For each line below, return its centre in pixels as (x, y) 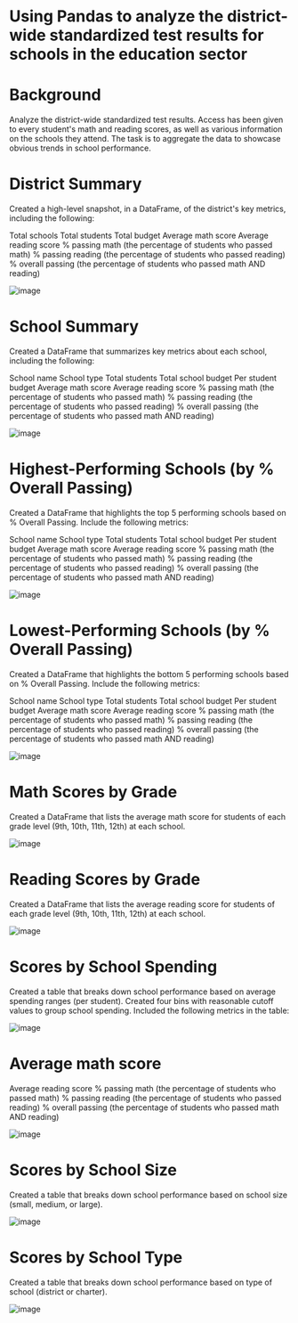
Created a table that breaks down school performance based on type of (141, 1282)
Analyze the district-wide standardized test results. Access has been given (146, 120)
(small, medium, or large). (56, 1204)
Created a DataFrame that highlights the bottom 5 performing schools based (149, 674)
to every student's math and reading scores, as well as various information (146, 129)
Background (55, 95)
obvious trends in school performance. (80, 148)
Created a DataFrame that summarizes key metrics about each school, (138, 351)
